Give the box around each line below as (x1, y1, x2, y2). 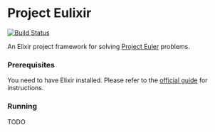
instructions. (7, 84, 44, 92)
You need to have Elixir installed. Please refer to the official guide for (7, 76, 208, 84)
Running (7, 101, 38, 111)
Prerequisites (7, 60, 55, 70)
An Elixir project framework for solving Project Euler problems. (7, 42, 190, 50)
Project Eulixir (7, 5, 92, 21)
